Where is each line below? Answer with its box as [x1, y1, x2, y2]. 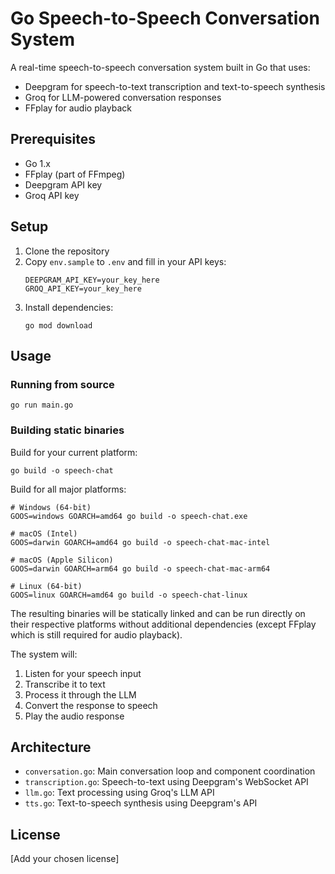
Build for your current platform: [10, 446, 138, 458]
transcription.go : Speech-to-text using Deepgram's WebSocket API [24, 776, 309, 788]
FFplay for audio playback [24, 102, 132, 114]
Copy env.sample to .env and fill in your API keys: [24, 255, 227, 267]
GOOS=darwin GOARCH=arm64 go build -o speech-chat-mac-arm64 [10, 563, 271, 574]
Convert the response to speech [24, 699, 158, 711]
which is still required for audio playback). [10, 628, 183, 641]
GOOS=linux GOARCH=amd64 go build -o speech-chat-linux [10, 590, 248, 600]
